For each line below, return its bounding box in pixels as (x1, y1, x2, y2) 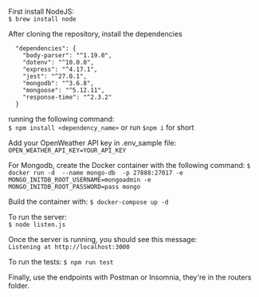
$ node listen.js (8, 221, 66, 229)
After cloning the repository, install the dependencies (8, 29, 182, 38)
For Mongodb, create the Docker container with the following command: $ (8, 161, 251, 170)
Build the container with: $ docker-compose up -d (8, 197, 169, 206)
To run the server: (8, 213, 68, 221)
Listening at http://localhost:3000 (8, 243, 130, 251)
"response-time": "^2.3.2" (22, 93, 112, 101)
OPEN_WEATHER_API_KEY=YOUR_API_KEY (8, 147, 127, 154)
